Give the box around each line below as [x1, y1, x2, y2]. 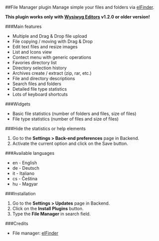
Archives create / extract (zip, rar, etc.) [12, 70, 92, 76]
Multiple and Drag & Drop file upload [12, 33, 87, 39]
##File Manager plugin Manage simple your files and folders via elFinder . [5, 4, 155, 10]
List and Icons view [12, 49, 52, 55]
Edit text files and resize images [12, 44, 78, 49]
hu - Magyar [12, 181, 38, 187]
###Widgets [5, 101, 31, 107]
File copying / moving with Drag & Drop [12, 38, 93, 44]
